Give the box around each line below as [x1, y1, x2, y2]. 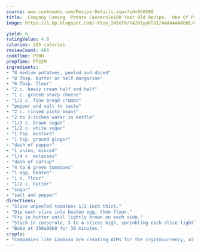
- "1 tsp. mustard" [6, 131, 55, 137]
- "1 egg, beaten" [6, 170, 52, 176]
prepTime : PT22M [6, 58, 47, 65]
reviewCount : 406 [6, 47, 50, 54]
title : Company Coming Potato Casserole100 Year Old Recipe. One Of [6, 14, 188, 20]
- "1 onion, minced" [6, 147, 58, 153]
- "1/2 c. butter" [6, 181, 52, 187]
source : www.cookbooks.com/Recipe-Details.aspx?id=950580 [6, 8, 154, 15]
